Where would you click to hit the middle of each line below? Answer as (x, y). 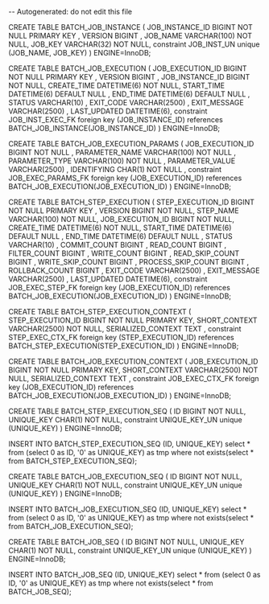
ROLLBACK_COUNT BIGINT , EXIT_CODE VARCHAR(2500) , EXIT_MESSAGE (134, 270)
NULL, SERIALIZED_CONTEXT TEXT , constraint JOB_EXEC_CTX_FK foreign (134, 378)
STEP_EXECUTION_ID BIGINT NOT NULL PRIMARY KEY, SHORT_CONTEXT (133, 320)
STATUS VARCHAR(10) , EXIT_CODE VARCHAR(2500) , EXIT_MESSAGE (126, 103)
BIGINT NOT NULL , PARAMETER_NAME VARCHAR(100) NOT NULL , (122, 152)
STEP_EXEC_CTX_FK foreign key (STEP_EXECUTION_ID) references (122, 337)
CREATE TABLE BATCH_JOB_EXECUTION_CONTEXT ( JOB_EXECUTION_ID (133, 362)
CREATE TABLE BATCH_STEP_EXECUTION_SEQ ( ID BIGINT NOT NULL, (127, 411)
